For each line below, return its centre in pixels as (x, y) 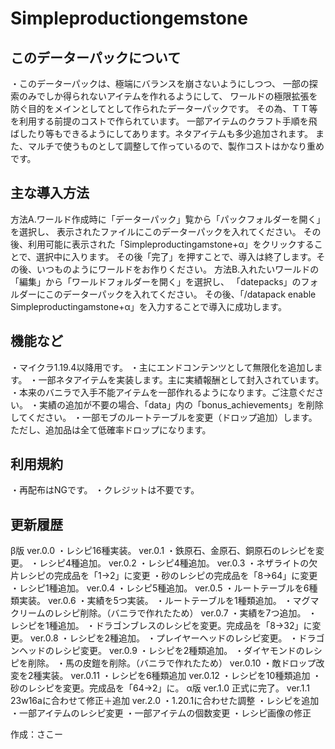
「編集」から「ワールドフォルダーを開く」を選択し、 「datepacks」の (156, 281)
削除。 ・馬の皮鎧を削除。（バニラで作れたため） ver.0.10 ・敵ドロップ (172, 663)
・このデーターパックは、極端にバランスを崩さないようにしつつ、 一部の (160, 83)
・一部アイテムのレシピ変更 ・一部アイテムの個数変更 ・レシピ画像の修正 (161, 713)
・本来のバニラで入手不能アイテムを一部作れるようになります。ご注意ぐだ (163, 392)
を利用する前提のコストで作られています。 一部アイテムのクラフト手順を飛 (164, 121)
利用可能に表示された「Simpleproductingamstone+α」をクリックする (171, 244)
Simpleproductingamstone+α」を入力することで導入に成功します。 (148, 306)
